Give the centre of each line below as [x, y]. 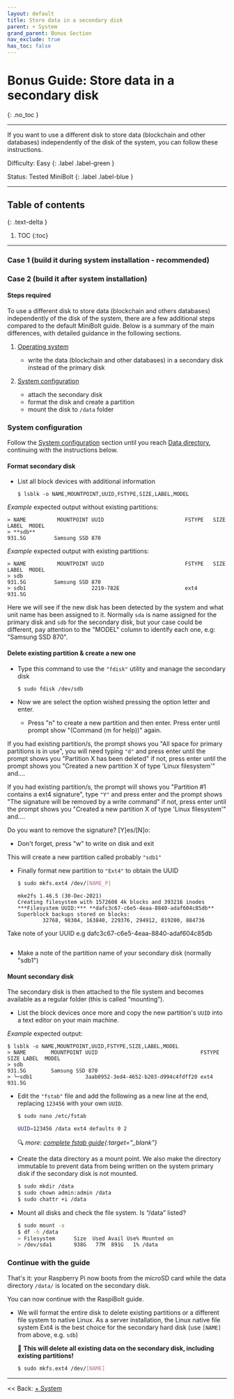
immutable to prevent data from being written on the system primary [115, 1166]
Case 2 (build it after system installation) [77, 278]
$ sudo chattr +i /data [52, 1199]
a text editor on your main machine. [68, 1020]
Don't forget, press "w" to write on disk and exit [86, 844]
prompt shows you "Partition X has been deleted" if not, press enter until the [117, 759]
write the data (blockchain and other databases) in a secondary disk [125, 360]
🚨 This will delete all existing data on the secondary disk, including [116, 1348]
